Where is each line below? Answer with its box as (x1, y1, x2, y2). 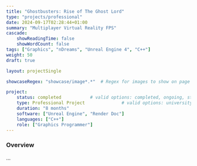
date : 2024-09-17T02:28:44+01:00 (6, 19, 88, 25)
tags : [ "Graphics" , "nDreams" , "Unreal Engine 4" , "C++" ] (6, 47, 151, 53)
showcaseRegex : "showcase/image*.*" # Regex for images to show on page (6, 78, 191, 85)
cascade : (6, 30, 28, 36)
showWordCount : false (16, 41, 69, 47)
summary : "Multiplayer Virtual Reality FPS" (6, 25, 117, 31)
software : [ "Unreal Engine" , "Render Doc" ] (16, 110, 125, 117)
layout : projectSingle (6, 68, 62, 74)
